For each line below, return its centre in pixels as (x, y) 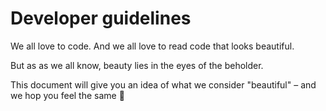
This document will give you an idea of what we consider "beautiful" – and (163, 84)
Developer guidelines (101, 18)
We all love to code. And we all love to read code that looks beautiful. (152, 46)
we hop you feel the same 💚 (67, 95)
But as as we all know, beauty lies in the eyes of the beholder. (137, 65)
